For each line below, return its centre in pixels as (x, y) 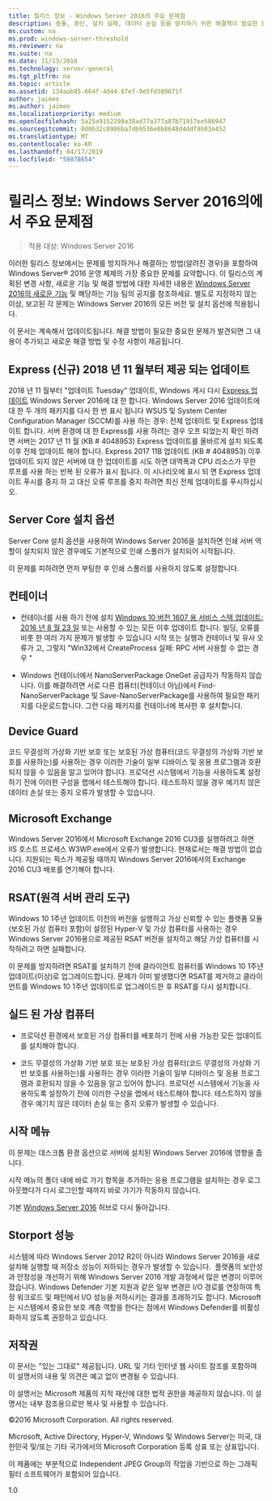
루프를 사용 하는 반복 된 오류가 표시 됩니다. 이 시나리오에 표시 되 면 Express (127, 472)
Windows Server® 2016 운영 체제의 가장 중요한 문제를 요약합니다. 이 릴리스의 (132, 273)
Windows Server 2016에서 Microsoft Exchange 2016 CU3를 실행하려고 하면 (132, 839)
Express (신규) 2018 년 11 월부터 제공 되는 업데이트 (129, 369)
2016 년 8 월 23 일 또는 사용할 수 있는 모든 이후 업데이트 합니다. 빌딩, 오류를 (140, 627)
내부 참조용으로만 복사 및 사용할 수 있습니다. (99, 1404)
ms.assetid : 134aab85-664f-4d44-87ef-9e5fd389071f (96, 91)
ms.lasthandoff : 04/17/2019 (56, 152)
